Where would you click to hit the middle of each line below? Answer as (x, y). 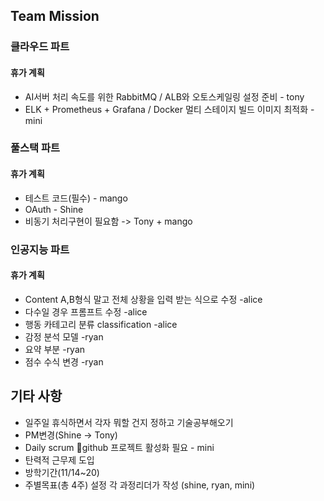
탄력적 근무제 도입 (59, 460)
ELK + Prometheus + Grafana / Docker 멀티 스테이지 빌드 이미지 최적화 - (169, 109)
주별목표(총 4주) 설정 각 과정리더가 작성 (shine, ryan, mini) (140, 485)
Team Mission (55, 16)
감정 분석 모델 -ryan (64, 336)
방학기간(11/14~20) (62, 472)
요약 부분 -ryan (55, 349)
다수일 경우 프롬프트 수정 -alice (86, 311)
